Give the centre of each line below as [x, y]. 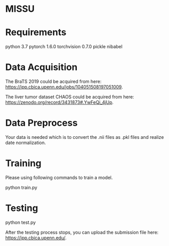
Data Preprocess [41, 123]
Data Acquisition [41, 67]
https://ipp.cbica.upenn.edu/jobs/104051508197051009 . [64, 87]
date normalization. [26, 142]
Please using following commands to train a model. [59, 177]
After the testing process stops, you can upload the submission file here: [82, 232]
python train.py [21, 187]
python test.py [20, 222]
